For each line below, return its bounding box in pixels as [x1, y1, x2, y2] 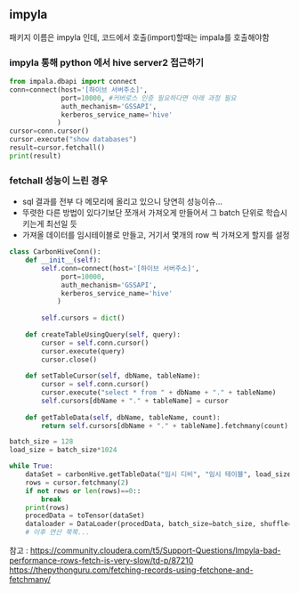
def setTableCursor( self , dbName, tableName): [25, 371, 201, 381]
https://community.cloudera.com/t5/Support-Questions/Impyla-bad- [29, 545, 281, 556]
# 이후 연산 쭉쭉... [25, 528, 91, 537]
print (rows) [25, 503, 69, 512]
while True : [9, 462, 53, 471]
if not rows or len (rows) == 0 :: [25, 486, 141, 495]
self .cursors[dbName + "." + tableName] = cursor [41, 396, 229, 405]
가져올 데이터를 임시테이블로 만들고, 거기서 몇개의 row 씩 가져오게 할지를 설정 [21, 230, 290, 240]
